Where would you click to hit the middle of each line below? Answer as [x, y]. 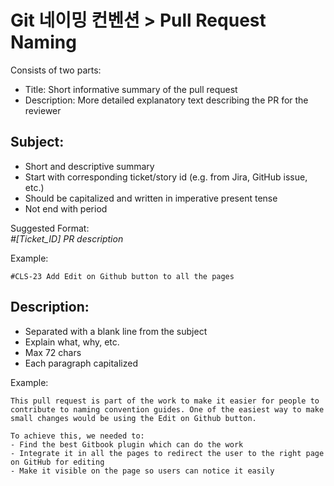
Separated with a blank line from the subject [116, 331]
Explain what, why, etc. [72, 342]
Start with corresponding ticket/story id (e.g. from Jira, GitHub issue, [166, 177]
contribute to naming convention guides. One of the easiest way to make [167, 409]
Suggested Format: [50, 228]
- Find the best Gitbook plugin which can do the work [127, 444]
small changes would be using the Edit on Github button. [133, 418]
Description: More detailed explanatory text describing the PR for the [166, 100]
